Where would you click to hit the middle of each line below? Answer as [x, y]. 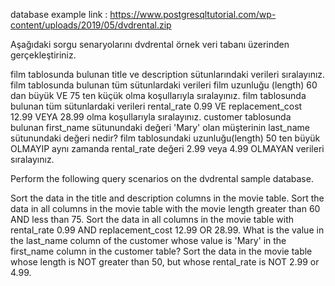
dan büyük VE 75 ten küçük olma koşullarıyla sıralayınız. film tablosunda [158, 95]
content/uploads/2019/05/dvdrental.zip [91, 25]
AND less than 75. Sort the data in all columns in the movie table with [152, 219]
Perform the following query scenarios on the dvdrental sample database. [162, 178]
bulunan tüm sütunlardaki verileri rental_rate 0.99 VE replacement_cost [156, 106]
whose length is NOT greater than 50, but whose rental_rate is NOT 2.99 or [165, 262]
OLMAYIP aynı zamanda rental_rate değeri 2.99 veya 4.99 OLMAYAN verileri [167, 148]
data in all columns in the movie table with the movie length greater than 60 [165, 208]
